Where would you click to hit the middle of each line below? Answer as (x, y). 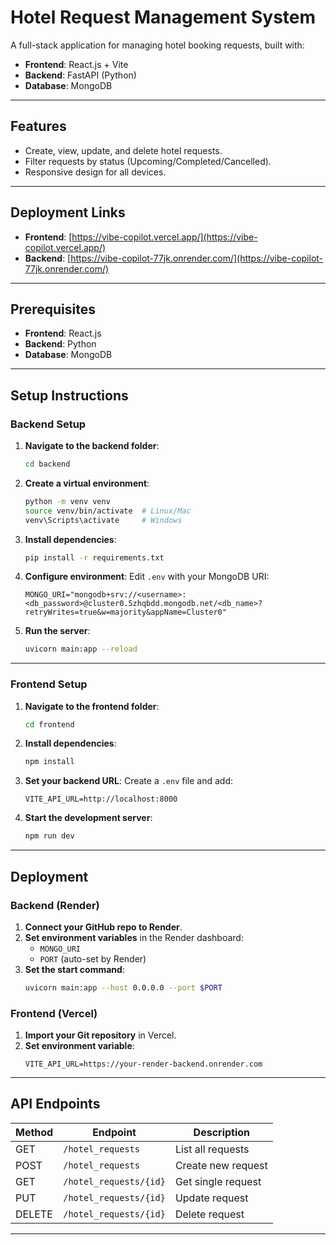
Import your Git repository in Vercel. (100, 1035)
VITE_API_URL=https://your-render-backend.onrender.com (143, 1064)
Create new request (221, 1165)
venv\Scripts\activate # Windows (103, 520)
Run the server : (57, 631)
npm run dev (49, 836)
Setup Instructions (69, 395)
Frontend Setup (49, 684)
